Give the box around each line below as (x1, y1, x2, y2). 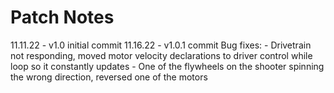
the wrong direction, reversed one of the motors (10, 71, 208, 83)
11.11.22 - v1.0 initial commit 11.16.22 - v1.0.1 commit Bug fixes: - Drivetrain (10, 39, 312, 51)
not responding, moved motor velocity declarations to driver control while (10, 49, 313, 61)
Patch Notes (10, 6, 115, 29)
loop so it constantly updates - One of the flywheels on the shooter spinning (10, 60, 325, 72)
